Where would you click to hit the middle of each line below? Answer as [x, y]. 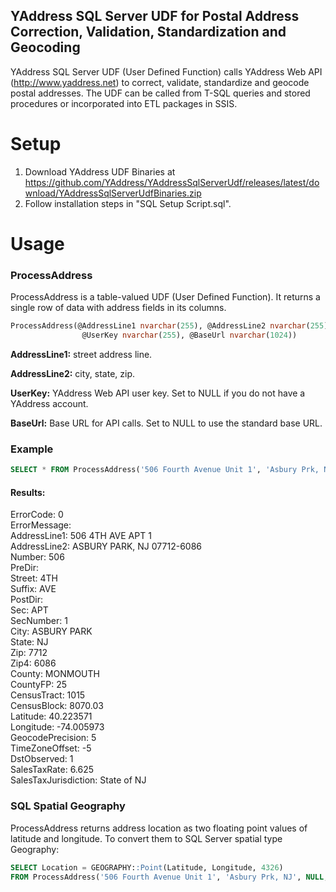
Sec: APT [29, 610]
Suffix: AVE [33, 589]
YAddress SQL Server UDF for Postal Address [155, 16]
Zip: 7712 [29, 653]
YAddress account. [49, 403]
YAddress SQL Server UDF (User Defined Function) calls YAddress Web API [166, 71]
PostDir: [27, 600]
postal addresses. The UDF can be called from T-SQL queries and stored [160, 93]
